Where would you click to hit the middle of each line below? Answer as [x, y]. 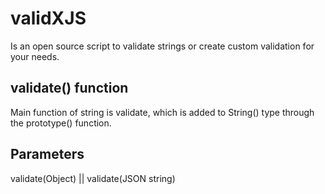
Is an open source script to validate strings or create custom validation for [162, 46]
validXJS [48, 18]
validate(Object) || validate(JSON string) [93, 178]
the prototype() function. [61, 123]
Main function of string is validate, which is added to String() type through [162, 112]
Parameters [47, 154]
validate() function [69, 88]
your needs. [35, 56]
